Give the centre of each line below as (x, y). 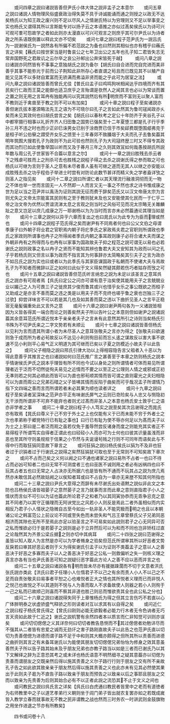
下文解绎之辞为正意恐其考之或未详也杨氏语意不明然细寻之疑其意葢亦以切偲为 (85, 655)
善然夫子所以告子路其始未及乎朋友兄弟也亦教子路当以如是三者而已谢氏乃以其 (85, 648)
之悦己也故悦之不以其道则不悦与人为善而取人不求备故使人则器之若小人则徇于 (85, 585)
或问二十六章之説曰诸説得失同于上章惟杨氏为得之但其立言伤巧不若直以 (87, 598)
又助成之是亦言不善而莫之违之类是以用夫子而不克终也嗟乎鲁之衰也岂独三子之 (85, 293)
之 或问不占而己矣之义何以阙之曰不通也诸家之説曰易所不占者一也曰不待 (83, 458)
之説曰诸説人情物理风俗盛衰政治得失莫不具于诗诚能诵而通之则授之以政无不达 (85, 14)
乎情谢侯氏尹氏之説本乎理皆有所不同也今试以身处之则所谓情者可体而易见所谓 (85, 363)
